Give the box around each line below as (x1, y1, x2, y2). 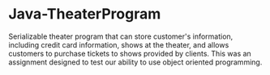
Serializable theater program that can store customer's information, (8, 31, 234, 41)
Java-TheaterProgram (8, 5, 161, 23)
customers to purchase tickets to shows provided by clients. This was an (8, 48, 251, 58)
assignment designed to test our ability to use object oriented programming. (8, 57, 263, 67)
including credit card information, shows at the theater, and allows (8, 40, 229, 49)
